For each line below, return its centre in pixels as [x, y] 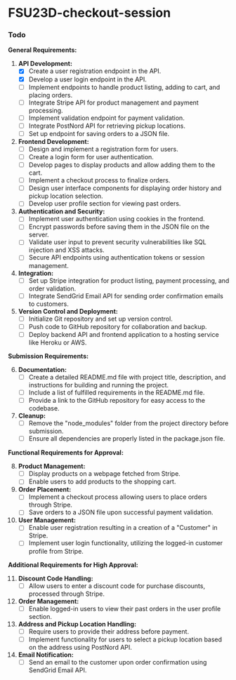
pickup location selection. [66, 196]
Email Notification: [46, 655]
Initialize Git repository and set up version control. [100, 319]
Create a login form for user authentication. [91, 156]
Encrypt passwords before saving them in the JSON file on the [119, 227]
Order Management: [48, 601]
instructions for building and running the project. [99, 385]
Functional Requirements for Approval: [66, 453]
